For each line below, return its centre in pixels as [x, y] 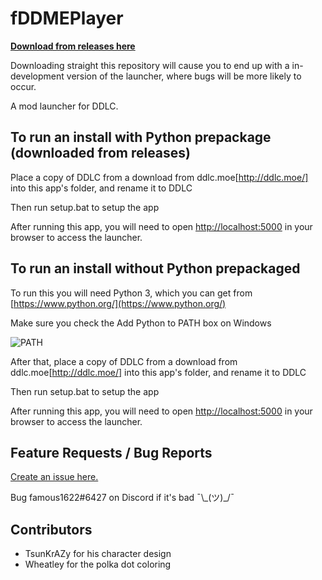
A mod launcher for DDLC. [64, 106]
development [37, 76]
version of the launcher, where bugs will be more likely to [184, 76]
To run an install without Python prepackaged [155, 268]
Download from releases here [73, 46]
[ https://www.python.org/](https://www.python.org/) [118, 303]
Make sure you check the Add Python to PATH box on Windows [141, 323]
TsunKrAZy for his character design [98, 554]
